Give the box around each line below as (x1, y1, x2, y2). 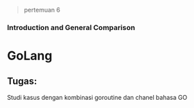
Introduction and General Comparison (7, 23, 135, 32)
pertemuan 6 (23, 6, 60, 14)
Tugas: (7, 75, 38, 87)
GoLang (7, 48, 53, 64)
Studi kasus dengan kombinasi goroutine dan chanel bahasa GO (7, 93, 188, 101)
